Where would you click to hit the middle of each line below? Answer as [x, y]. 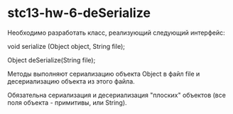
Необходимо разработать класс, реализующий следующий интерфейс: [116, 33]
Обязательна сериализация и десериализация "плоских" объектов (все [116, 95]
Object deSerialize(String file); [52, 60]
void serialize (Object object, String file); [66, 46]
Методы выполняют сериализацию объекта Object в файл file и [104, 74]
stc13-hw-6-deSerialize [79, 13]
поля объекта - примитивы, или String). [67, 102]
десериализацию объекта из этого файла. [71, 81]
